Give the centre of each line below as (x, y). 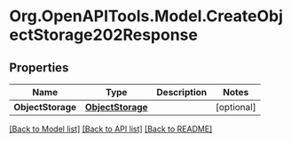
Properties (39, 67)
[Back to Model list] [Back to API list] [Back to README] (111, 129)
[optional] (236, 107)
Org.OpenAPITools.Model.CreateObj (146, 16)
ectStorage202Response (103, 35)
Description (181, 92)
